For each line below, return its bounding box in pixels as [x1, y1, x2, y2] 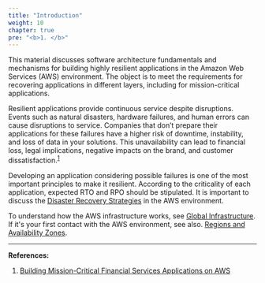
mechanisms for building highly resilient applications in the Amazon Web [8, 64, 244, 73]
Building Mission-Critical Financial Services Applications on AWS [19, 266, 231, 275]
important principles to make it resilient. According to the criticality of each [8, 179, 251, 188]
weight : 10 [8, 19, 44, 27]
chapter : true [8, 26, 55, 34]
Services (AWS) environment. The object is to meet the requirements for [8, 72, 243, 81]
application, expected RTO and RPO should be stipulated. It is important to [8, 187, 250, 197]
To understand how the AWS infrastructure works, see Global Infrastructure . [8, 210, 256, 221]
